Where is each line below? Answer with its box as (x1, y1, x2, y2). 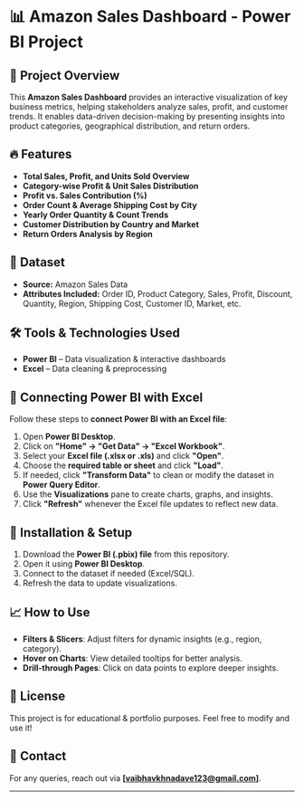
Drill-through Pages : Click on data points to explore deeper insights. (22, 662, 279, 673)
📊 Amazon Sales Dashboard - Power (9, 6, 291, 27)
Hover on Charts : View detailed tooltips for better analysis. (22, 653, 242, 663)
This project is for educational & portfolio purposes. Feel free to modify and (9, 712, 290, 723)
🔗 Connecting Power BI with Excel (9, 389, 204, 405)
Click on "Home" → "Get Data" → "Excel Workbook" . (22, 441, 225, 452)
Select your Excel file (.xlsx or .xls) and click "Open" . (22, 451, 224, 462)
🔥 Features (9, 147, 72, 162)
